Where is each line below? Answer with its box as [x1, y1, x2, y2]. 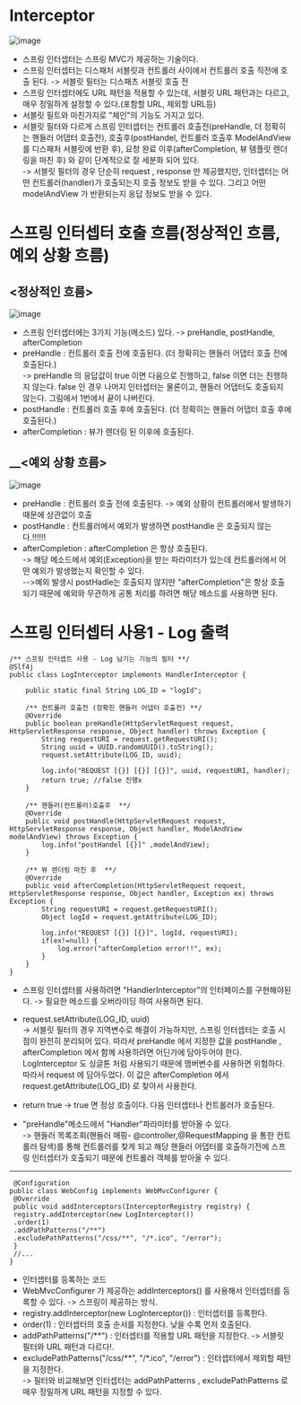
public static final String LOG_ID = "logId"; [25, 686, 202, 695]
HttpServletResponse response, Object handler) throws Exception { [9, 726, 267, 736]
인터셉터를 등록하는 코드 [21, 1274, 107, 1285]
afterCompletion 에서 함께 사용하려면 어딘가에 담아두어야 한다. [21, 1047, 243, 1058]
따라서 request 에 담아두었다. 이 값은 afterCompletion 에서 [21, 1069, 229, 1080]
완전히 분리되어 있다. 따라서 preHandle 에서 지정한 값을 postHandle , [39, 1035, 282, 1046]
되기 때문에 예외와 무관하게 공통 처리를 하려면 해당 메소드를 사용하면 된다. [21, 587, 279, 598]
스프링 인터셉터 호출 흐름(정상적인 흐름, [9, 224, 280, 243]
